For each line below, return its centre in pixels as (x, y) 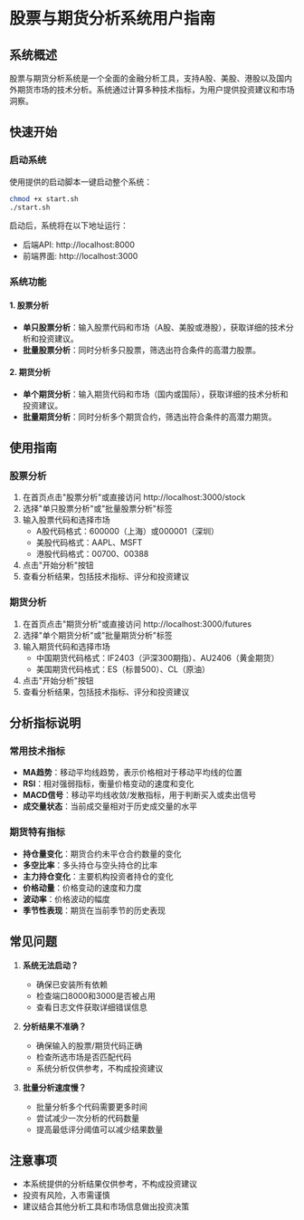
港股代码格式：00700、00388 (92, 554)
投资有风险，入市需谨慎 (66, 1196)
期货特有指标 (38, 832)
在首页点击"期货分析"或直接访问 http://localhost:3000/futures (137, 624)
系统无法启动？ (50, 965)
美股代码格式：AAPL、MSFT (89, 543)
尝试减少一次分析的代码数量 (88, 1118)
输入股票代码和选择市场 (66, 520)
